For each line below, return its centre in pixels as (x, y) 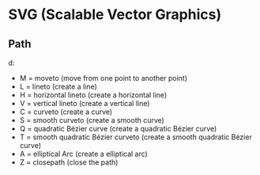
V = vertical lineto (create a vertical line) (85, 103)
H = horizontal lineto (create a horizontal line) (93, 95)
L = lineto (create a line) (58, 86)
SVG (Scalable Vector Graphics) (115, 15)
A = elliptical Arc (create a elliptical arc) (83, 154)
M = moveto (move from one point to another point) (104, 78)
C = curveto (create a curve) (66, 112)
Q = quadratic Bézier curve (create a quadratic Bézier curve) (118, 129)
